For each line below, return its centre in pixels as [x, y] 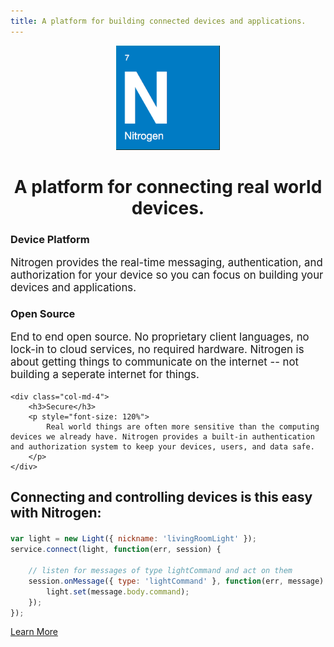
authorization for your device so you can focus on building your [167, 275]
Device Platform [50, 239]
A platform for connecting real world [168, 186]
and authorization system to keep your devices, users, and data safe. [162, 447]
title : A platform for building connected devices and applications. [158, 21]
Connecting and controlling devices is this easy [161, 497]
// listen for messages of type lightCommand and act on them [160, 571]
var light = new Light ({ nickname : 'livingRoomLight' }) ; [133, 539]
